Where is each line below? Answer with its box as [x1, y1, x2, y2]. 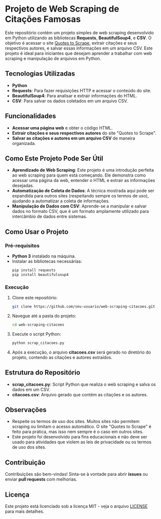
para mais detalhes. [5, 508, 44, 514]
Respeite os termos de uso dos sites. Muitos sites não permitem [12, 419, 140, 424]
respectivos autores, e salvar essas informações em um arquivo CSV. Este [5, 45, 153, 51]
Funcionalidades [5, 112, 57, 120]
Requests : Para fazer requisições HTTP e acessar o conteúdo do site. [12, 87, 151, 93]
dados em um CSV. [12, 387, 50, 392]
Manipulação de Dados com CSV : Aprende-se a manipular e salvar [12, 203, 147, 209]
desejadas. [12, 183, 34, 189]
